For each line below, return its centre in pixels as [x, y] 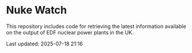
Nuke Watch [37, 10]
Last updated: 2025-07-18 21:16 [45, 44]
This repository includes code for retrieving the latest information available [96, 26]
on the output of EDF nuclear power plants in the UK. [70, 32]
